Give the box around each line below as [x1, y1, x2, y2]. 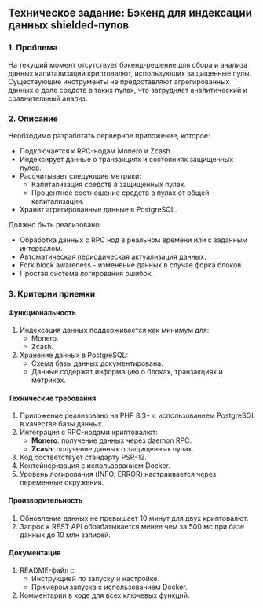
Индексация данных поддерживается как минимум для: [19, 326, 210, 335]
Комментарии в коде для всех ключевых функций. [19, 590, 190, 600]
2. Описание [8, 113, 59, 124]
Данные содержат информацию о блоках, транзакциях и [31, 367, 224, 377]
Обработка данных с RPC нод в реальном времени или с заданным [19, 235, 248, 245]
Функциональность [8, 308, 77, 317]
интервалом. [19, 243, 63, 252]
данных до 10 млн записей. [19, 530, 111, 540]
